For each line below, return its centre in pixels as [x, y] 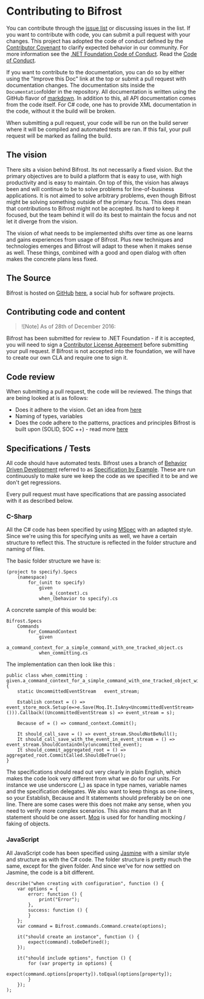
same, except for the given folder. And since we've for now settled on [93, 866]
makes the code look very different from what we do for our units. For [93, 779]
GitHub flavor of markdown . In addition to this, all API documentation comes [101, 98]
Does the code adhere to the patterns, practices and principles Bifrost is [105, 423]
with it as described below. [40, 501]
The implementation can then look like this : [61, 664]
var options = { [38, 889]
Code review [31, 377]
